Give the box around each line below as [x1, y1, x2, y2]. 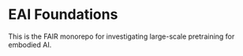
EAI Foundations [8, 6, 118, 24]
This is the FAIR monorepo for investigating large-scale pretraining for [8, 32, 235, 41]
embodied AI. [8, 39, 52, 49]
